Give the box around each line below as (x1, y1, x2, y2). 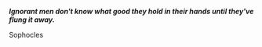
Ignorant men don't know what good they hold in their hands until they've (9, 7, 254, 16)
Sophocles (9, 31, 44, 39)
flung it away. (9, 15, 56, 24)
